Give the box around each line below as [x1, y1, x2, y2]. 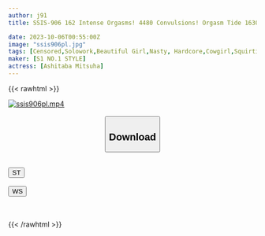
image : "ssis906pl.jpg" [8, 40, 87, 48]
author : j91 [8, 11, 47, 20]
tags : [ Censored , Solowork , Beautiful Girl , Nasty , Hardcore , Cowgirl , [8, 48, 235, 56]
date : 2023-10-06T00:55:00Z [8, 33, 101, 41]
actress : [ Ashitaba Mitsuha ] [8, 62, 104, 71]
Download [109, 131, 156, 142]
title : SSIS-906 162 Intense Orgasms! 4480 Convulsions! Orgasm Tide [8, 19, 242, 27]
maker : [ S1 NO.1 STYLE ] [8, 55, 87, 63]
